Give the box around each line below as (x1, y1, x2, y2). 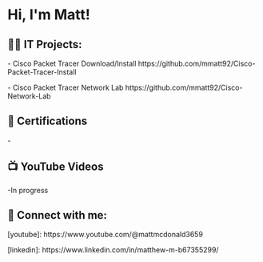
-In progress (7, 185, 49, 195)
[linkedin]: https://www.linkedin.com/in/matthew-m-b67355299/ (7, 245, 219, 255)
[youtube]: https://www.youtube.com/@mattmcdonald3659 (7, 230, 203, 240)
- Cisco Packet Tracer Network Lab (7, 83, 124, 92)
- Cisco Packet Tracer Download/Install (7, 58, 137, 68)
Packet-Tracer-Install (7, 67, 77, 77)
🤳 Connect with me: (7, 208, 107, 222)
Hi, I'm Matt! (7, 6, 91, 24)
